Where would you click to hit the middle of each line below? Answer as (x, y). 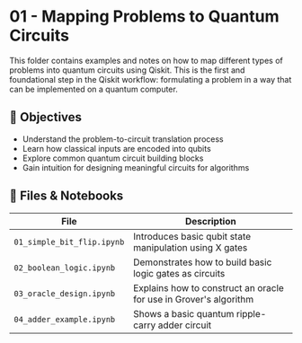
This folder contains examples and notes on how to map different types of (146, 60)
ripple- (251, 313)
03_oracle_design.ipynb (65, 293)
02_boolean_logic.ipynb (65, 268)
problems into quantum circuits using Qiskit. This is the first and (127, 70)
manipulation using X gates (191, 247)
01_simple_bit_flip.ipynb (69, 242)
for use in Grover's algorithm (194, 299)
